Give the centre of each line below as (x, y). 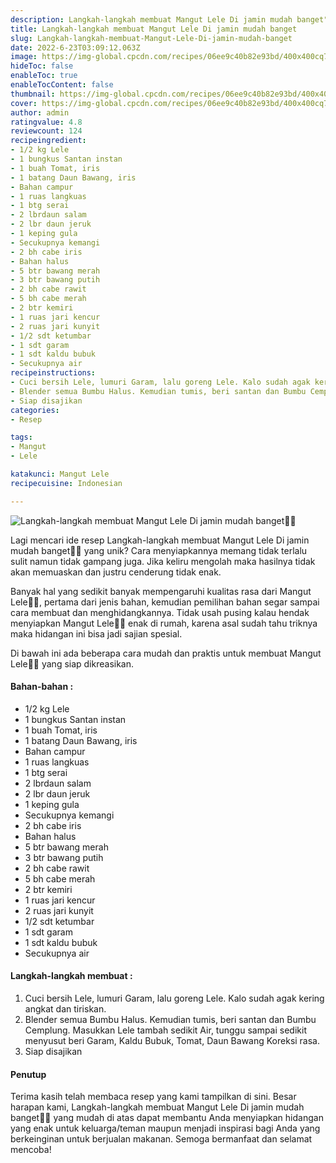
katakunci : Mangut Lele (60, 474)
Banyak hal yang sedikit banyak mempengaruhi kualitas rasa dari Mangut (161, 591)
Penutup (28, 1074)
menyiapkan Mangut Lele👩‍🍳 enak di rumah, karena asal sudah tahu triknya (164, 623)
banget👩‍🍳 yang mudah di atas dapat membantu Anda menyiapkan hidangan (167, 1118)
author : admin (40, 112)
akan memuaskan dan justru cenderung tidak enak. (116, 572)
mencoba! (31, 1150)
